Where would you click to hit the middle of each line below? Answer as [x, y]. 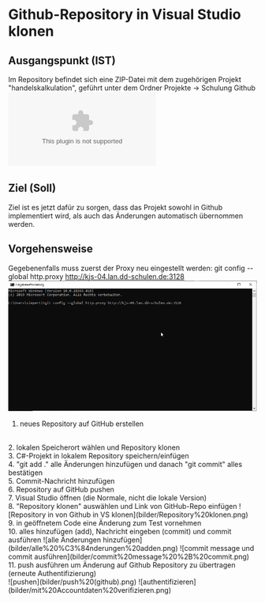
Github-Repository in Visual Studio [125, 15]
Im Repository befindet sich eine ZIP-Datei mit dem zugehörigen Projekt [125, 79]
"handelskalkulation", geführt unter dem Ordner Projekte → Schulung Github [132, 88]
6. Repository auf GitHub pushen [61, 489]
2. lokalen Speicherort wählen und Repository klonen [94, 447]
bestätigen [26, 473]
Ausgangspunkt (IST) [62, 60]
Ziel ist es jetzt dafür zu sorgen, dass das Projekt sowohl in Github [116, 207]
